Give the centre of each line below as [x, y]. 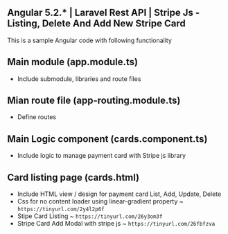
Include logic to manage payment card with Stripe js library [101, 156]
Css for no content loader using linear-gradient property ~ [100, 201]
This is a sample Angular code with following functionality [89, 40]
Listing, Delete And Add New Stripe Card [96, 24]
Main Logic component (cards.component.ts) [107, 139]
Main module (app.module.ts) [73, 62]
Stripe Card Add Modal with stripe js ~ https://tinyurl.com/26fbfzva [116, 224]
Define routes [37, 117]
